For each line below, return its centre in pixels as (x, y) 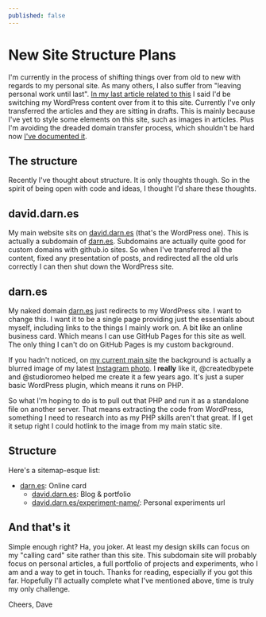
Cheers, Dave (31, 604)
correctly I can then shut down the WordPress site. (91, 266)
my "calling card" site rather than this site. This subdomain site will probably (133, 555)
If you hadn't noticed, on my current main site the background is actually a (130, 360)
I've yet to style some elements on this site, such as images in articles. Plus (131, 119)
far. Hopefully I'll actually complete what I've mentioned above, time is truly (131, 580)
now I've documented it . (48, 136)
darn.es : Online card (53, 485)
